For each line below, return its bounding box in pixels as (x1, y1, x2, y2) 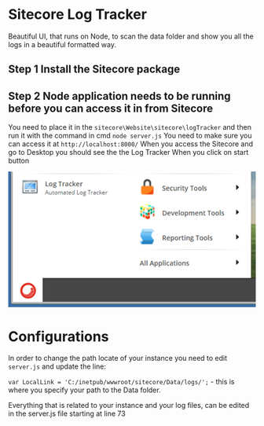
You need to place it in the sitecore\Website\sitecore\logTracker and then (8, 123, 251, 132)
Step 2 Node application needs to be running (8, 89, 231, 103)
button (8, 156, 30, 166)
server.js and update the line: (8, 362, 107, 371)
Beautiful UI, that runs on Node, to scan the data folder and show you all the (8, 31, 254, 41)
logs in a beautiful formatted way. (8, 39, 116, 49)
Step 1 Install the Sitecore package (8, 63, 181, 76)
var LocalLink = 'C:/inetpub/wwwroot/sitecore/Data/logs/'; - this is (8, 377, 235, 387)
